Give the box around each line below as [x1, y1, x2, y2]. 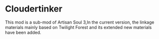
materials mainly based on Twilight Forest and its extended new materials [5, 24, 152, 30]
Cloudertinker [5, 3, 63, 14]
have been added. [5, 29, 41, 35]
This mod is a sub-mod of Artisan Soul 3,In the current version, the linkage [5, 19, 155, 25]
